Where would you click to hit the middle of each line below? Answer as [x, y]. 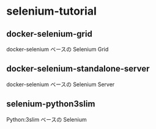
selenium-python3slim [51, 104]
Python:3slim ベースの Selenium [46, 119]
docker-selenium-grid [50, 34]
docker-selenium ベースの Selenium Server [61, 84]
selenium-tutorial [51, 11]
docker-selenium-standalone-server [78, 69]
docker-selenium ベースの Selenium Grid [58, 49]
